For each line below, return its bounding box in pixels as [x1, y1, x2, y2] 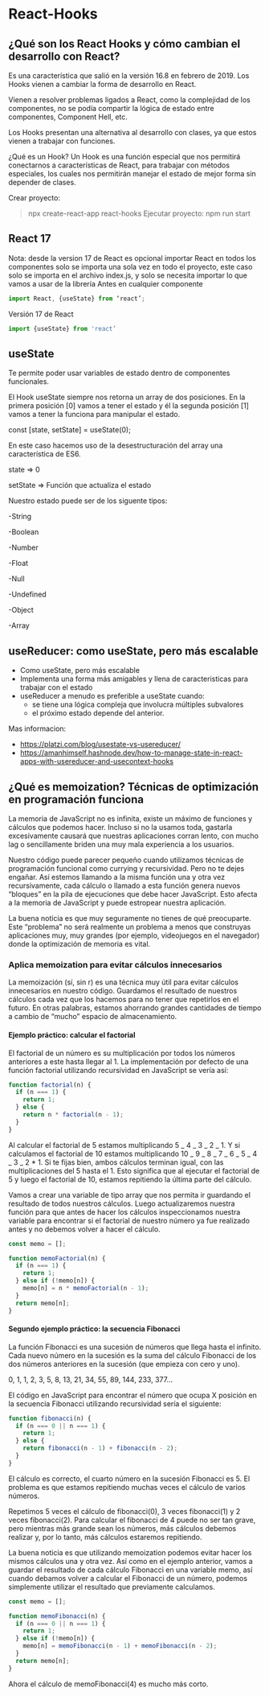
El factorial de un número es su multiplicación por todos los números [8, 1048, 235, 1058]
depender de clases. [8, 178, 76, 187]
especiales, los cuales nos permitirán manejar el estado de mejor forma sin [8, 169, 257, 178]
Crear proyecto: [8, 193, 60, 202]
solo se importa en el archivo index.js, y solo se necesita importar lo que [8, 270, 247, 280]
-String [8, 512, 32, 522]
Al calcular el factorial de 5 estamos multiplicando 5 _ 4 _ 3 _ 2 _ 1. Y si [8, 1140, 241, 1149]
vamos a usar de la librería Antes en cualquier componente [8, 279, 203, 288]
